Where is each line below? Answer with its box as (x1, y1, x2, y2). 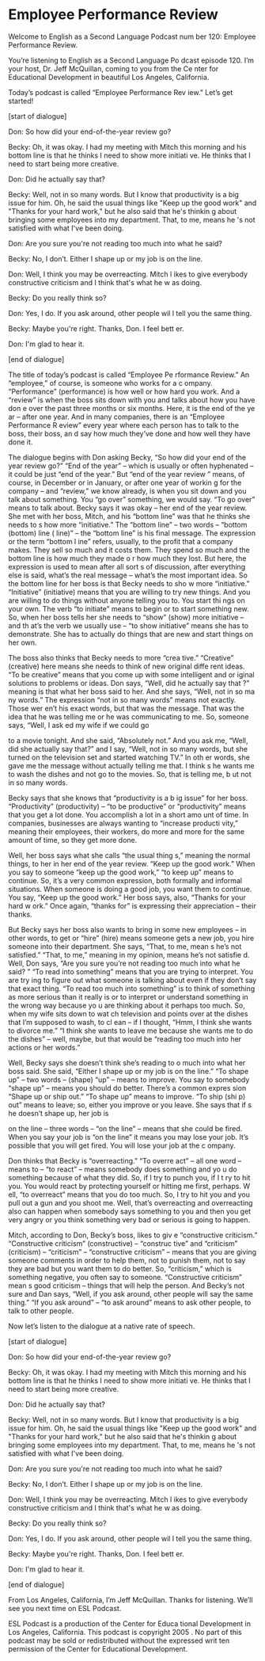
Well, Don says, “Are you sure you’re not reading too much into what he (8, 958, 240, 968)
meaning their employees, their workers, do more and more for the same (8, 826, 245, 836)
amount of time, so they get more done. (8, 835, 138, 844)
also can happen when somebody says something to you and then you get (8, 1206, 252, 1216)
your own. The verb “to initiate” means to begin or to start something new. (8, 604, 249, 613)
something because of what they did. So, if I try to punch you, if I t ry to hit (8, 1172, 251, 1182)
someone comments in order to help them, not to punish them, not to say (8, 1255, 246, 1265)
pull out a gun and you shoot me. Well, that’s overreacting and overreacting (8, 1198, 253, 1207)
